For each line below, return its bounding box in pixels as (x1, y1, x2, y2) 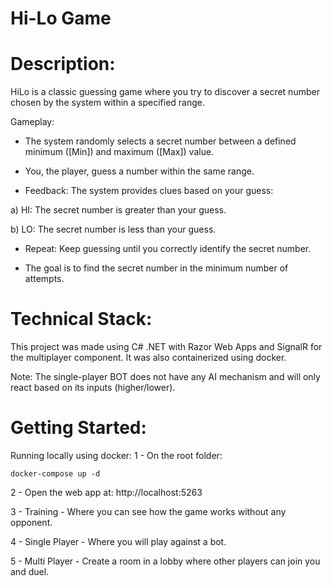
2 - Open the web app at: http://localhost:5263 (10, 487, 203, 498)
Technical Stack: (10, 308, 153, 331)
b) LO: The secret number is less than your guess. (10, 223, 217, 236)
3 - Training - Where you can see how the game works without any (10, 506, 287, 517)
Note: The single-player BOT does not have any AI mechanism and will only (10, 371, 321, 383)
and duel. (10, 566, 50, 577)
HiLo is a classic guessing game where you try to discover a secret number (10, 86, 320, 98)
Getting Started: (10, 417, 147, 439)
